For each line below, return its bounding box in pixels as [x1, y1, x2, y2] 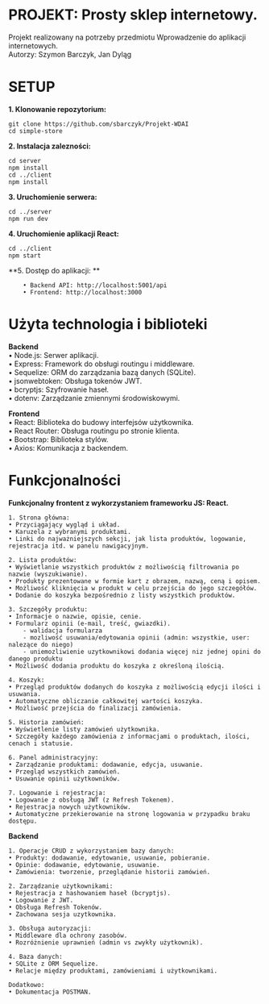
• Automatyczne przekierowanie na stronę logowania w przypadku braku [8, 810, 250, 818]
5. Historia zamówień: [8, 718, 85, 727]
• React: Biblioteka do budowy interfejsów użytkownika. [8, 417, 194, 427]
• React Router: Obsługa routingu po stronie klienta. [8, 426, 180, 435]
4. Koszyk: [8, 676, 45, 684]
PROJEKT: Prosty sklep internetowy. [8, 6, 258, 24]
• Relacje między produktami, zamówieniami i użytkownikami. [8, 966, 218, 975]
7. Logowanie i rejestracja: [8, 789, 106, 797]
